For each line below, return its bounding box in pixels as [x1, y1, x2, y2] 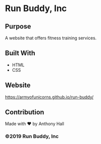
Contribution [5, 108, 44, 116]
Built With [5, 49, 35, 57]
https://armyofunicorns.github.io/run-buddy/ [5, 94, 94, 100]
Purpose [5, 22, 31, 31]
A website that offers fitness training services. [5, 35, 97, 41]
